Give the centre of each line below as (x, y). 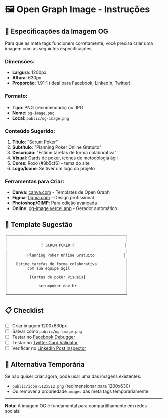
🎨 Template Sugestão (39, 224)
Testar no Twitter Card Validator (45, 342)
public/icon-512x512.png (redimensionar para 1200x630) (71, 386)
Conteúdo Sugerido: (30, 131)
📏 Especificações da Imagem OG (57, 31)
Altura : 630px (27, 78)
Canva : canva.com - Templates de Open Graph (61, 192)
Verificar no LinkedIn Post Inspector (49, 348)
